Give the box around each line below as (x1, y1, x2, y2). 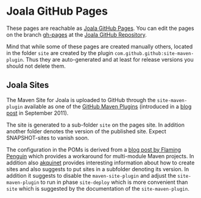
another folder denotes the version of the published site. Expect (6, 127, 166, 135)
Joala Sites (6, 80, 49, 90)
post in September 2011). (6, 109, 69, 117)
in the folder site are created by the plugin (6, 49, 114, 56)
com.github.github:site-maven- (115, 50, 194, 56)
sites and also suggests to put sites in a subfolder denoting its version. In (6, 165, 189, 172)
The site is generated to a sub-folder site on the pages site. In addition (6, 121, 185, 128)
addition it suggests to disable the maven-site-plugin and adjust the (6, 172, 177, 179)
